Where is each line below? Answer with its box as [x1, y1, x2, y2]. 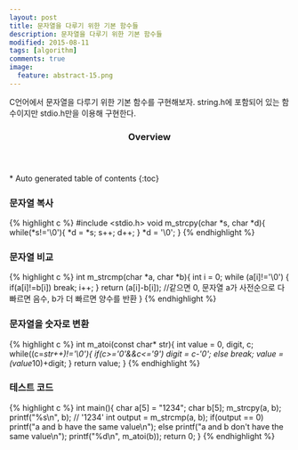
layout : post [9, 12, 58, 22]
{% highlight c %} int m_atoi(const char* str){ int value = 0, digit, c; [9, 339, 254, 349]
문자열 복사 [9, 197, 54, 209]
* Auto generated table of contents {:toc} [9, 173, 160, 184]
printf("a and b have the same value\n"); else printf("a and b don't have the [9, 421, 285, 432]
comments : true [9, 54, 66, 63]
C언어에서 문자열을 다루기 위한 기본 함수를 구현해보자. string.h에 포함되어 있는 [9, 96, 280, 107]
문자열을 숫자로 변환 [9, 318, 90, 331]
